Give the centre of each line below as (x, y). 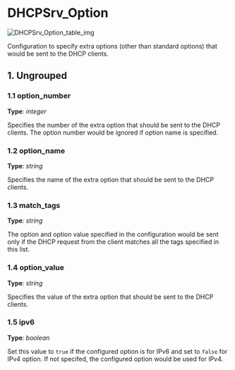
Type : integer (27, 111)
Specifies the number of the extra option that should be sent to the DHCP (114, 125)
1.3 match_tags (34, 205)
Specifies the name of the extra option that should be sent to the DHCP (110, 179)
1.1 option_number (39, 96)
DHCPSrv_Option (58, 13)
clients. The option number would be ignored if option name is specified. (113, 132)
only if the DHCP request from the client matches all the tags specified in (113, 242)
